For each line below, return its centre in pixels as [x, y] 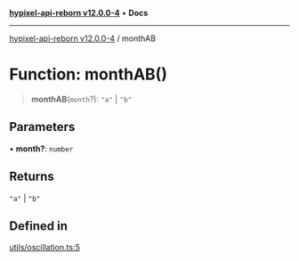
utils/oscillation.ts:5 [44, 248]
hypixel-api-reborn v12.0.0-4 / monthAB [83, 38]
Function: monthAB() [88, 74]
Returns [32, 177]
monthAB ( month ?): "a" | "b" [81, 99]
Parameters [42, 127]
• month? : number [41, 148]
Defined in [39, 226]
